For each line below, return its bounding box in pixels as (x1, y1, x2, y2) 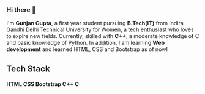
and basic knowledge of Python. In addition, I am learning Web (6, 39, 165, 47)
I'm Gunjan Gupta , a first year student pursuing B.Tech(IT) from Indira (6, 20, 184, 27)
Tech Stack (6, 63, 50, 74)
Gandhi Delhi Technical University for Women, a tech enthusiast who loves (6, 26, 194, 33)
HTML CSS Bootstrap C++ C (6, 80, 80, 88)
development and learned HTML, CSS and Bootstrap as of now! (6, 45, 168, 53)
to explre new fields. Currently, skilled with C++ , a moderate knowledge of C (6, 33, 199, 40)
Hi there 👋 (6, 6, 37, 14)
